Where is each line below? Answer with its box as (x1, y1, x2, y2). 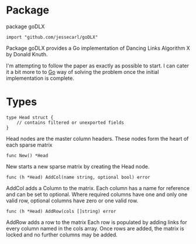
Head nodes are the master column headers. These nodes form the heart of (6, 135, 189, 142)
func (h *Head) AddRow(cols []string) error (6, 208, 116, 214)
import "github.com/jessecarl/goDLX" (6, 34, 98, 40)
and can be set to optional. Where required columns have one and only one (6, 191, 188, 198)
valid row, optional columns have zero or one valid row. (6, 197, 139, 204)
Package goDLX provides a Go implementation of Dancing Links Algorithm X (6, 45, 190, 52)
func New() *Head (6, 152, 49, 158)
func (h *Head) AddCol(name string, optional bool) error (6, 174, 150, 180)
